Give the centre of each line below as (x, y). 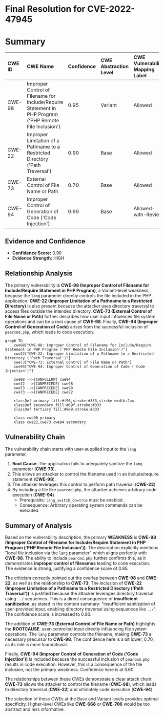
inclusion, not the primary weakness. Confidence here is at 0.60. (70, 670)
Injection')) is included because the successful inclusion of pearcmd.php (77, 659)
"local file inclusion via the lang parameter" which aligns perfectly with (76, 553)
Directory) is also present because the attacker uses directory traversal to (80, 306)
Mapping (144, 69)
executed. (30, 510)
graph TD (14, 341)
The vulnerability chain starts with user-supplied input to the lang (71, 449)
